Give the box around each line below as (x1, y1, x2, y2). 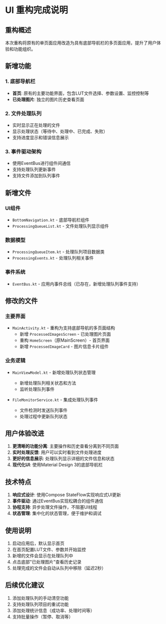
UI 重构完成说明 (5, 4, 68, 16)
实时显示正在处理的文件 (12, 122, 60, 128)
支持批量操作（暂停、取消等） (12, 614, 73, 620)
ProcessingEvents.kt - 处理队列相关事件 (12, 255, 94, 261)
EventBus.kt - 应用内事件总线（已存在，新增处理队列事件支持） (12, 281, 141, 287)
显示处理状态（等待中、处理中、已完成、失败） (12, 128, 108, 134)
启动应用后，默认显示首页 (12, 540, 65, 546)
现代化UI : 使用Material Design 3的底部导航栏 (12, 462, 103, 468)
